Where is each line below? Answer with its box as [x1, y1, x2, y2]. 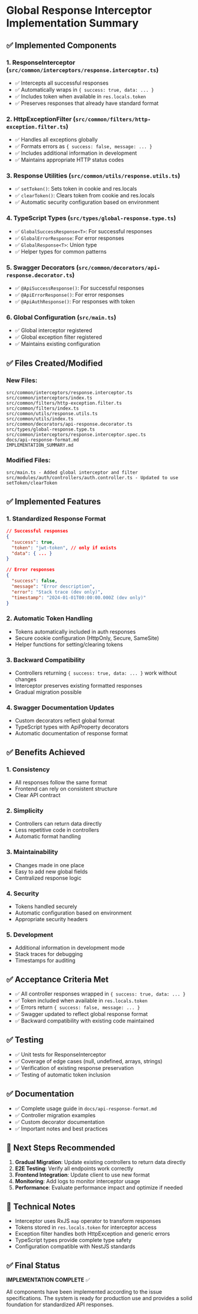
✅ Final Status [6, 1260, 60, 1270]
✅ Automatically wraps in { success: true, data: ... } [14, 86, 154, 93]
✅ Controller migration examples [14, 1111, 96, 1118]
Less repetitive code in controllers [14, 826, 100, 834]
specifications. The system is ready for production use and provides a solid [6, 1295, 193, 1302]
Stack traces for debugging [14, 951, 83, 958]
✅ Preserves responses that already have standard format [14, 100, 159, 107]
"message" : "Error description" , [11, 583, 95, 590]
